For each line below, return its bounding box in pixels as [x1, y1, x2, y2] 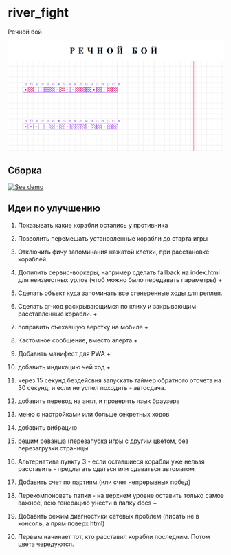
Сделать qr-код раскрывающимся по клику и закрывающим [17, 302, 197, 310]
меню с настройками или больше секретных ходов [17, 410, 170, 418]
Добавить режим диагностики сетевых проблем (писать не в [17, 512, 199, 520]
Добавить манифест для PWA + [17, 349, 111, 358]
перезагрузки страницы [17, 444, 89, 452]
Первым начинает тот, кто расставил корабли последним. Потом [17, 532, 210, 541]
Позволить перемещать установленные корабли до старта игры [17, 234, 208, 242]
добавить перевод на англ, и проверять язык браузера [17, 397, 181, 405]
